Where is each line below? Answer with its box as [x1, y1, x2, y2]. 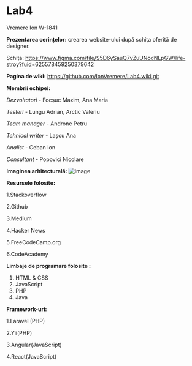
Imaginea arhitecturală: [6, 167, 67, 174]
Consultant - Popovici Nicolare [6, 155, 84, 163]
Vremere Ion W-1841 [6, 24, 58, 31]
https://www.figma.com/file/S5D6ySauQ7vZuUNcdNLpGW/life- [25, 54, 186, 61]
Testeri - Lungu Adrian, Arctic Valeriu [6, 108, 100, 115]
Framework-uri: [6, 305, 47, 313]
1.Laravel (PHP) [6, 317, 45, 324]
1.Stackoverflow [6, 191, 47, 198]
